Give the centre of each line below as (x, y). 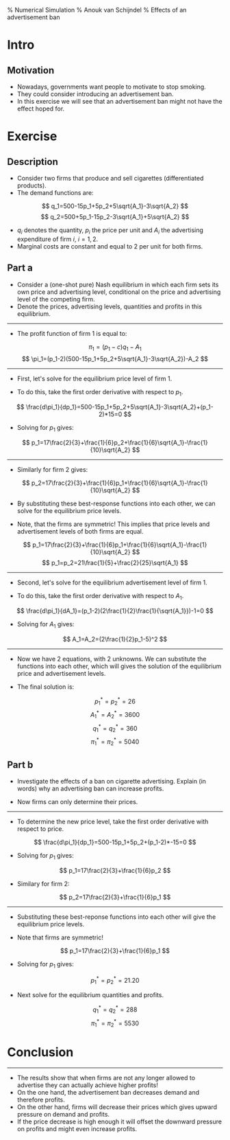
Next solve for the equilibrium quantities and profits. (90, 995)
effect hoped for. (41, 109)
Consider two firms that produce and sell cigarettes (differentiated (110, 178)
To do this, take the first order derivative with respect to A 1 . (100, 597)
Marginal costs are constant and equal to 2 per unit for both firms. (110, 246)
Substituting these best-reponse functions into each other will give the (116, 917)
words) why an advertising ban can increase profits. (90, 788)
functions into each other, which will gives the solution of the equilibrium (119, 666)
